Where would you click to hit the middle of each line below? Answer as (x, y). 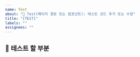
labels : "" (16, 23)
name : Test (16, 9)
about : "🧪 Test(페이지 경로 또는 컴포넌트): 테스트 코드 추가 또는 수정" (70, 14)
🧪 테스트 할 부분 (27, 48)
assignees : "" (20, 28)
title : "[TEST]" (21, 18)
